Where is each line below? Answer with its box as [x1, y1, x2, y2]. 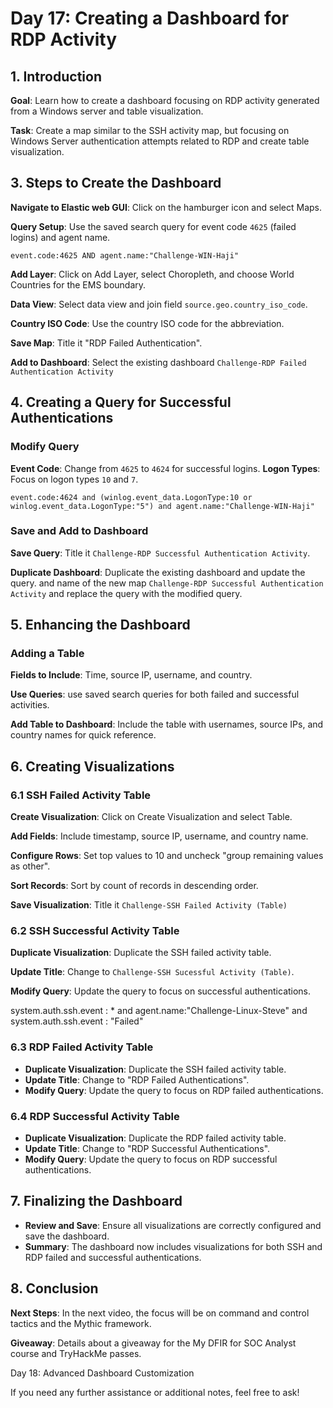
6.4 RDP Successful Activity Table [10, 1109, 180, 1123]
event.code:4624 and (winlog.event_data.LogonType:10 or [10, 492, 253, 502]
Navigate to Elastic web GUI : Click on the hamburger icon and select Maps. [10, 201, 323, 213]
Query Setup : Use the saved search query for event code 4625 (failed [10, 220, 297, 232]
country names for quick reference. [10, 729, 157, 741]
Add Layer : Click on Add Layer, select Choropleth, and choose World [10, 268, 295, 280]
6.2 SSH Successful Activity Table [10, 924, 180, 938]
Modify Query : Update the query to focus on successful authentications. [10, 985, 312, 997]
